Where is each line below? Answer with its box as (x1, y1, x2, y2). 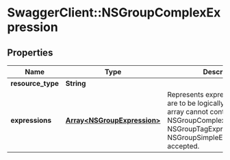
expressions (10, 115, 52, 125)
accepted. (167, 141, 200, 150)
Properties (7, 47, 53, 58)
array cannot (167, 107, 209, 116)
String (65, 79, 86, 88)
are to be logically (167, 98, 225, 108)
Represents (167, 90, 204, 99)
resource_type (10, 79, 60, 88)
